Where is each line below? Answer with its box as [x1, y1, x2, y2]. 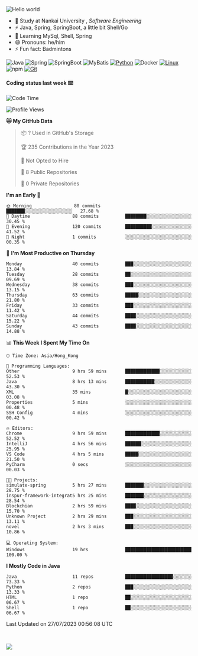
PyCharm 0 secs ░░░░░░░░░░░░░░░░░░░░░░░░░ [6, 462, 192, 468]
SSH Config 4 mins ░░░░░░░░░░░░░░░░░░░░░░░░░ [6, 410, 192, 416]
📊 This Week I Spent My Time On [6, 339, 90, 346]
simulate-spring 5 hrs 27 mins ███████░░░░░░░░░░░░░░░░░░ [6, 483, 192, 488]
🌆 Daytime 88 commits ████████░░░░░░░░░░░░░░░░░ [6, 213, 192, 220]
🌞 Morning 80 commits [6, 203, 101, 209]
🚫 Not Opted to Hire [20, 157, 69, 165]
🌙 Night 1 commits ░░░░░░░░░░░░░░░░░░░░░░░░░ [6, 234, 192, 240]
